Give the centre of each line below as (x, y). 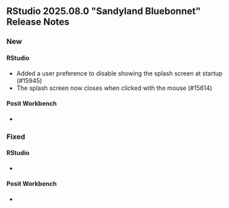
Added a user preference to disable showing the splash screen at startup (119, 73)
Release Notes (38, 22)
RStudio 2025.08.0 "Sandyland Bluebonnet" (104, 11)
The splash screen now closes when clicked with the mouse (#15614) (114, 88)
